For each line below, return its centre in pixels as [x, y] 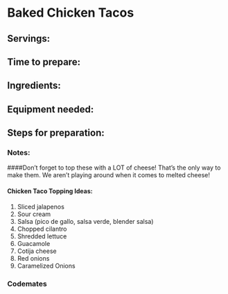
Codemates [27, 284]
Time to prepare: [44, 62]
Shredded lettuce [42, 236]
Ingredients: [34, 86]
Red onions [33, 258]
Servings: [29, 39]
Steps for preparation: [56, 133]
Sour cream [34, 214]
